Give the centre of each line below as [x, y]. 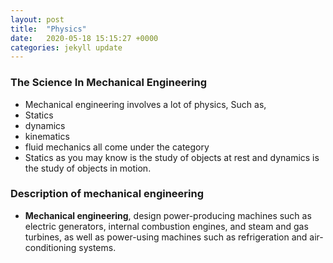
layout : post [37, 19]
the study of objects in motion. [88, 168]
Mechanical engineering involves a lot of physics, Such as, [145, 104]
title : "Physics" [48, 29]
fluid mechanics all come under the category [117, 147]
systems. [97, 247]
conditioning [50, 247]
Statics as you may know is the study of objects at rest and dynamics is [172, 157]
